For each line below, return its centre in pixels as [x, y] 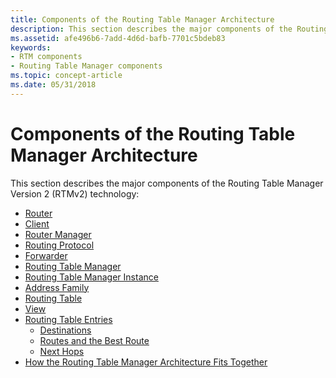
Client [37, 223]
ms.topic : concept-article [66, 76]
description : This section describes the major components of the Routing [169, 29]
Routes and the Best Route [94, 340]
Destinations [65, 330]
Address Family [57, 287]
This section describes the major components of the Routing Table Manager [167, 183]
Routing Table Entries [68, 319]
